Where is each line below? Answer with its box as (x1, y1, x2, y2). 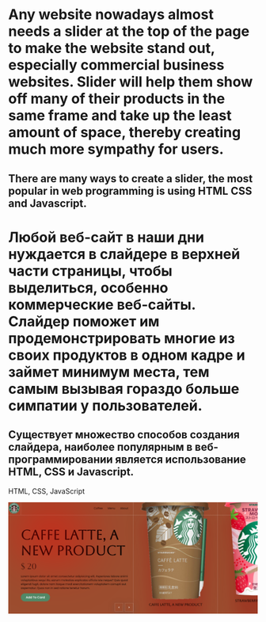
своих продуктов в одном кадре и (8, 346, 245, 364)
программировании (8, 453, 113, 467)
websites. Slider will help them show (8, 73, 253, 91)
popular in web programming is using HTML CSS (8, 184, 253, 197)
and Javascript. (8, 197, 87, 210)
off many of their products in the (8, 90, 226, 108)
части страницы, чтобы (8, 261, 173, 280)
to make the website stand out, (8, 40, 215, 57)
